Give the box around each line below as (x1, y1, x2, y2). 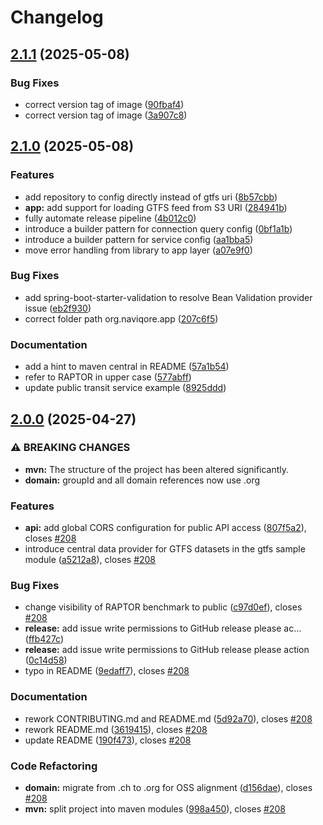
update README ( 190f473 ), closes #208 (24, 734, 192, 746)
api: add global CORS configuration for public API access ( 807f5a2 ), (24, 522, 307, 534)
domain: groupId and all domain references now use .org (24, 474, 261, 486)
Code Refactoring (10, 759, 98, 773)
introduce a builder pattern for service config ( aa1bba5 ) (24, 233, 254, 245)
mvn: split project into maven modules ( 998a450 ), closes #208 (24, 803, 286, 815)
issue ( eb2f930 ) (24, 302, 92, 314)
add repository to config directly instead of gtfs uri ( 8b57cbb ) (24, 191, 278, 203)
